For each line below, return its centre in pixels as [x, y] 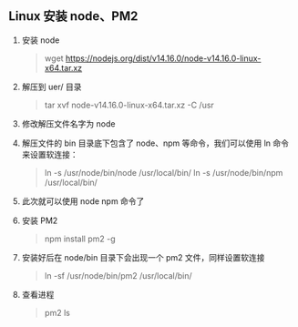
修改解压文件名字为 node [68, 123]
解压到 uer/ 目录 [51, 87]
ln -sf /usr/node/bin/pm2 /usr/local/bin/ [118, 275]
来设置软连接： [50, 154]
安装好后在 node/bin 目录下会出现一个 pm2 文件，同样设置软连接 [143, 257]
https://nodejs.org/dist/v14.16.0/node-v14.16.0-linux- [164, 58]
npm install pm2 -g [80, 239]
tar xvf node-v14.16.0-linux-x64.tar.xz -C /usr [129, 105]
